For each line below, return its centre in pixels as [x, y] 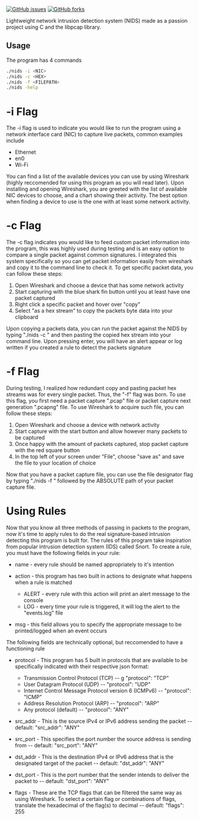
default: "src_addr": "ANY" [47, 728]
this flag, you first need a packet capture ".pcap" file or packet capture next [99, 401]
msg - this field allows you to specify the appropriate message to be [98, 625]
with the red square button [47, 450]
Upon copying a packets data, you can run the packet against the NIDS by [97, 329]
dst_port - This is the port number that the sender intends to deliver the [102, 775]
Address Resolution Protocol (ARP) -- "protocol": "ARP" [91, 703]
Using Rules [36, 511]
